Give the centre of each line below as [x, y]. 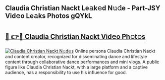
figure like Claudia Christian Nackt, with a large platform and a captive [76, 67]
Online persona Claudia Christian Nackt [115, 51]
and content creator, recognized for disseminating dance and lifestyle [76, 56]
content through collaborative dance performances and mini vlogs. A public [82, 62]
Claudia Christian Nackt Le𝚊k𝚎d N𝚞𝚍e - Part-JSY [83, 8]
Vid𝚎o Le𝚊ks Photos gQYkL [49, 16]
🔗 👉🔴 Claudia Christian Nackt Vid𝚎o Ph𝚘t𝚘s [75, 37]
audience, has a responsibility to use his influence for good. [66, 72]
